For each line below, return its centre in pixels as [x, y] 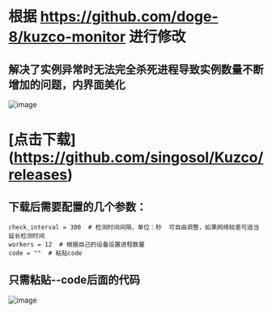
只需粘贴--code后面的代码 [74, 280]
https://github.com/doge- [129, 17]
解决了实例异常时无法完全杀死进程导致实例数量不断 [136, 69]
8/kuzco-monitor [67, 37]
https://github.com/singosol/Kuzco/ [138, 158]
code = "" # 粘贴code [45, 253]
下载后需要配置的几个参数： [78, 206]
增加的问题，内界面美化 [67, 85]
